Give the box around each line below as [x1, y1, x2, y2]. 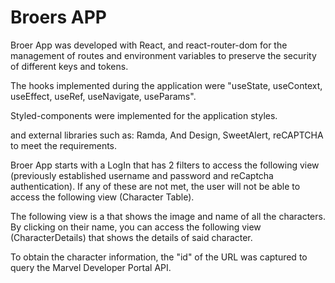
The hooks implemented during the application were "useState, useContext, [10, 79, 323, 91]
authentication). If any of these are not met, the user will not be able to [10, 180, 301, 192]
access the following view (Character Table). [10, 191, 195, 203]
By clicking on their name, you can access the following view [10, 221, 262, 233]
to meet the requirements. [10, 139, 118, 151]
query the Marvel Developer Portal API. [10, 261, 172, 273]
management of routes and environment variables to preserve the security [10, 49, 317, 61]
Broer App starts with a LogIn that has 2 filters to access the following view [10, 159, 320, 171]
